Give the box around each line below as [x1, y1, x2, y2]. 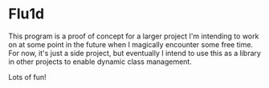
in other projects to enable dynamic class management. [8, 57, 193, 66]
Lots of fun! [8, 72, 47, 82]
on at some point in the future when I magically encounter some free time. [8, 39, 254, 49]
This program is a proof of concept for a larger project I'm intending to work [8, 31, 259, 41]
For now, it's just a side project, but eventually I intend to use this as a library [8, 48, 261, 58]
